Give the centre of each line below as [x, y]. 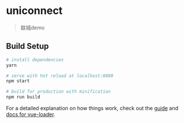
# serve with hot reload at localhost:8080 [60, 76]
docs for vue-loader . [31, 114]
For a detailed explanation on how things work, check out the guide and [92, 108]
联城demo [32, 27]
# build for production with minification [58, 92]
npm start [18, 81]
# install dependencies [35, 59]
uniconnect [34, 11]
